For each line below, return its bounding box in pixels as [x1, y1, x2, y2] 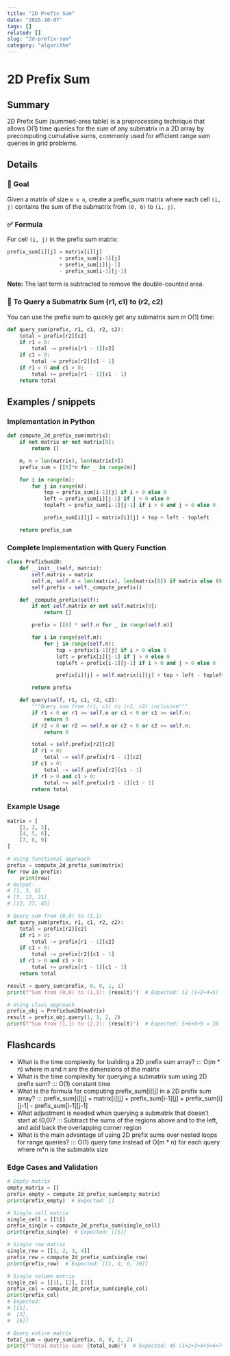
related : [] [7, 29, 41, 36]
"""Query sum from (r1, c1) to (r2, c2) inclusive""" [31, 703, 188, 710]
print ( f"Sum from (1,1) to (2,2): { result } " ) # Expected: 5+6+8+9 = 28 [7, 1021, 219, 1028]
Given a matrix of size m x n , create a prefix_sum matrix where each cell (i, [7, 195, 221, 203]
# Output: [7, 881, 36, 888]
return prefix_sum [19, 526, 72, 533]
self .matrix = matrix [31, 571, 94, 578]
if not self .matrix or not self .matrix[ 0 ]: [31, 602, 157, 610]
